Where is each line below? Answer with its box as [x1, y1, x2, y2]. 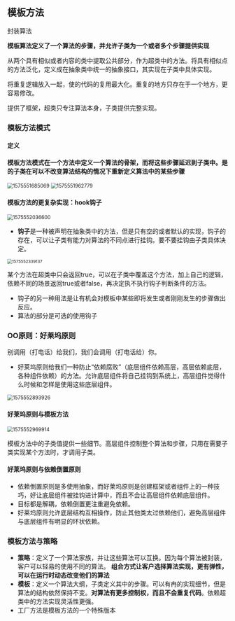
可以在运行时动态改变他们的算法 [17, 571, 110, 580]
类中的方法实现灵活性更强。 [17, 597, 98, 606]
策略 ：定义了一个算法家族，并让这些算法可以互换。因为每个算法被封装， [17, 554, 226, 562]
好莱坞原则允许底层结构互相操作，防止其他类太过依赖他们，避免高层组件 [17, 508, 226, 517]
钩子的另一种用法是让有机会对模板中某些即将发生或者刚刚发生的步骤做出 [17, 294, 226, 302]
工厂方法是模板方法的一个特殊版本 [17, 606, 116, 615]
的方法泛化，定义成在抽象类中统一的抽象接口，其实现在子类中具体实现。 [7, 65, 215, 74]
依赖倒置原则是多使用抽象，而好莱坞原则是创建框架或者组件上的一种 [17, 482, 214, 490]
